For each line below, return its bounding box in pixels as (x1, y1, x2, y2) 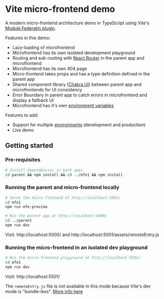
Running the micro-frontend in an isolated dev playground (5, 244, 148, 251)
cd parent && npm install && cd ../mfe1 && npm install (5, 172, 123, 177)
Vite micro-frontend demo (5, 3, 115, 15)
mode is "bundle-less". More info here (5, 288, 83, 294)
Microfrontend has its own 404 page (12, 66, 88, 72)
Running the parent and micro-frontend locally (5, 184, 120, 191)
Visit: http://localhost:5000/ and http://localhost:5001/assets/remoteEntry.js (5, 231, 160, 237)
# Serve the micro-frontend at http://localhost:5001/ (5, 195, 121, 200)
